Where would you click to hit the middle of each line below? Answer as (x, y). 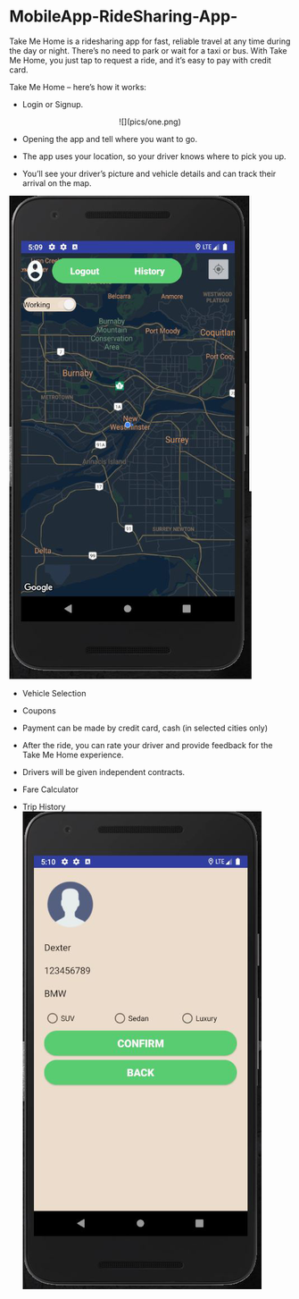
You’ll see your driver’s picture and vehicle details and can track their (149, 173)
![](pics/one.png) (150, 122)
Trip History (44, 806)
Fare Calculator (50, 789)
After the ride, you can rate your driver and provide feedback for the (147, 745)
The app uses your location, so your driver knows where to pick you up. (154, 156)
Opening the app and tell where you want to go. (110, 139)
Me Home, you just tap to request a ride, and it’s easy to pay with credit (141, 60)
